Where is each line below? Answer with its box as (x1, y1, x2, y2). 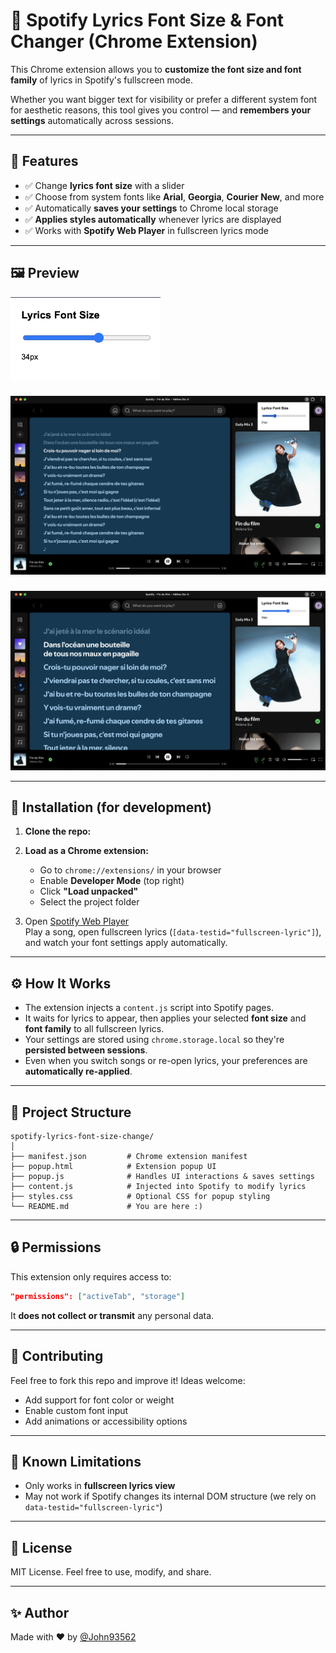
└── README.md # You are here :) (10, 1202, 203, 1212)
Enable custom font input (24, 1404, 129, 1416)
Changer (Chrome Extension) (10, 30, 258, 53)
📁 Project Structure (10, 1104, 132, 1121)
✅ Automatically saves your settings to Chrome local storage (24, 202, 279, 214)
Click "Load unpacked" (39, 885, 139, 898)
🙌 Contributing (10, 1348, 104, 1365)
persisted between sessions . (24, 1044, 148, 1056)
